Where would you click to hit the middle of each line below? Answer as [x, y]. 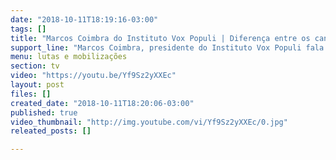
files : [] [31, 94]
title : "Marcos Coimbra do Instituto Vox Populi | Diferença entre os [160, 38]
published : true [44, 112]
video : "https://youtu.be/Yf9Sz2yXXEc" [93, 76]
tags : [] [28, 29]
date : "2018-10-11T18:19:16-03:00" [84, 19]
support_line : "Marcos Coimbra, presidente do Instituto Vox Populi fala [167, 47]
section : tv [35, 66]
